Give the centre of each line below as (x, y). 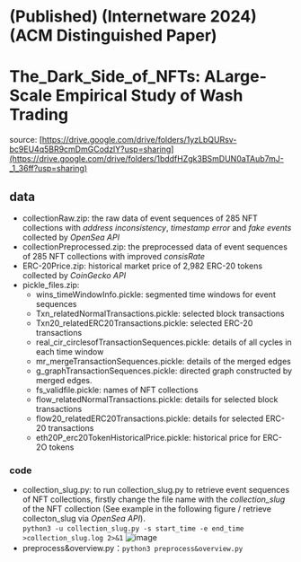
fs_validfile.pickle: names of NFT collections (117, 390)
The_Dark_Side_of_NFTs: (105, 77)
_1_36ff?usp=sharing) (49, 169)
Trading (39, 115)
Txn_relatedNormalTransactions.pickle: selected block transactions (160, 313)
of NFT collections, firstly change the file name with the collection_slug (154, 499)
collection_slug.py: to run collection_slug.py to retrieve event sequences (156, 490)
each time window (70, 351)
